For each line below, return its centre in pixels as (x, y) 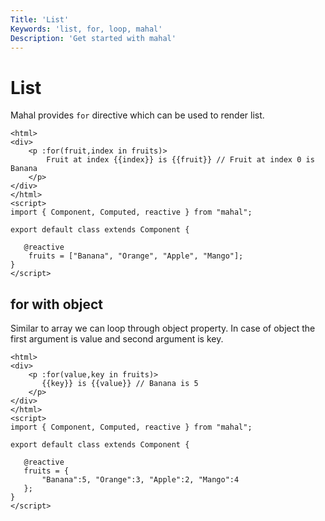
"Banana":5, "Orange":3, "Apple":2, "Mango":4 (140, 480)
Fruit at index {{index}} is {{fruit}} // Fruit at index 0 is (180, 160)
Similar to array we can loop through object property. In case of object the (163, 328)
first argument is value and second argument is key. (117, 339)
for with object (57, 304)
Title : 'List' (40, 19)
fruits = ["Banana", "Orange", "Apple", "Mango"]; (136, 256)
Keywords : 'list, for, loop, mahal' (86, 29)
